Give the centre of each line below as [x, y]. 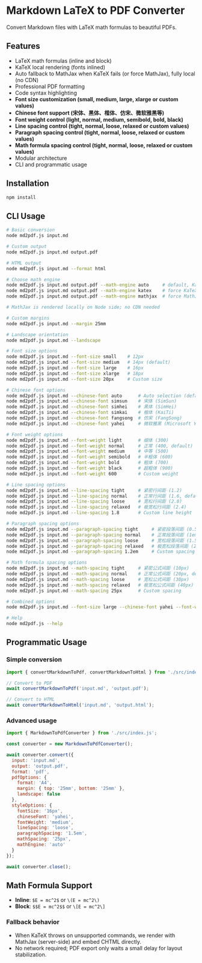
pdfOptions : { [29, 777]
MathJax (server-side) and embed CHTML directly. [78, 941]
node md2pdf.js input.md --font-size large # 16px [75, 368]
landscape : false [39, 794]
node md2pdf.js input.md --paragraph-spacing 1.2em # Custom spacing [101, 552]
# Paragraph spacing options [43, 524]
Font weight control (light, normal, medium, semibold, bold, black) [99, 119]
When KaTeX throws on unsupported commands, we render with [95, 935]
